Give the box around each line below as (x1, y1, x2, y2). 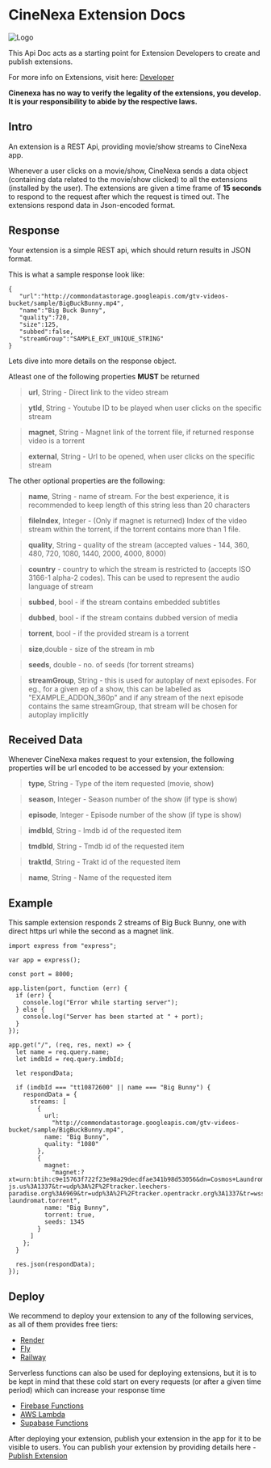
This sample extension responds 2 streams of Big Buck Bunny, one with (8, 918, 247, 928)
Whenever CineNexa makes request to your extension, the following (8, 755, 235, 764)
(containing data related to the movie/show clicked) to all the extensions (8, 174, 248, 184)
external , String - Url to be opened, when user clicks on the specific (27, 451, 256, 461)
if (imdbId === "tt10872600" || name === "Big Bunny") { (15, 1084, 211, 1092)
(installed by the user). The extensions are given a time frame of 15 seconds (8, 183, 262, 192)
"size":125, (19, 320, 60, 328)
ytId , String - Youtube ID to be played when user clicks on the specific (27, 403, 262, 412)
